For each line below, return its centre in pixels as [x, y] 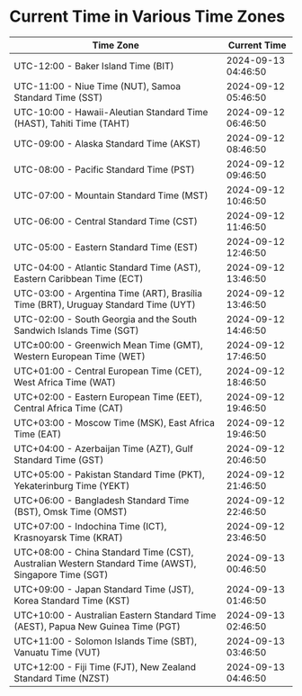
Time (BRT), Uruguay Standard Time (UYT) [105, 304]
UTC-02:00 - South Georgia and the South [106, 319]
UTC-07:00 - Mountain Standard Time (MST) [111, 195]
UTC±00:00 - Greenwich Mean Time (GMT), [109, 345]
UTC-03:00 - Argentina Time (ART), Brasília [108, 293]
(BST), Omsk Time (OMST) [71, 511]
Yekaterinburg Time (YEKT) [72, 485]
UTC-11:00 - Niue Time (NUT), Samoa [98, 86]
